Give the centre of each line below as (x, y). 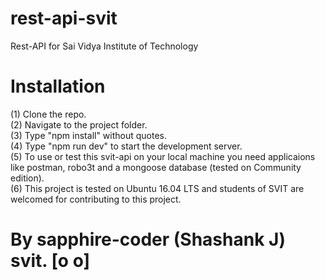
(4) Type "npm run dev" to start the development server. (126, 146)
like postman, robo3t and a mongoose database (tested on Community (156, 167)
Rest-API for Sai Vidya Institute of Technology (104, 46)
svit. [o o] (50, 261)
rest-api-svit (64, 18)
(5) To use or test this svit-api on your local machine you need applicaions (163, 156)
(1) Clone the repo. (48, 114)
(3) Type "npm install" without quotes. (89, 135)
